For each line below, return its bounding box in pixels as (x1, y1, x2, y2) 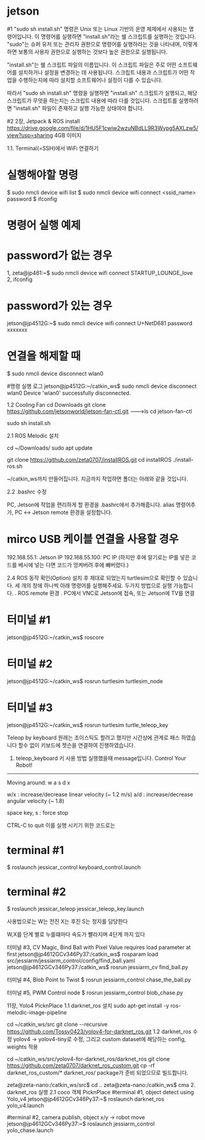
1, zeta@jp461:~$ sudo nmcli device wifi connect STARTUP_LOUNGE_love (7, 270, 193, 276)
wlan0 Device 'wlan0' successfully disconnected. (7, 389, 131, 396)
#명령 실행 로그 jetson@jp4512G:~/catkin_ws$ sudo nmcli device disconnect (7, 382, 197, 390)
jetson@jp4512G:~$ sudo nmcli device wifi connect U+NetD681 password (7, 319, 192, 327)
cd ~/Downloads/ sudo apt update (7, 444, 93, 451)
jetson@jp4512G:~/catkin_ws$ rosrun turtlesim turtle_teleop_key (7, 721, 169, 728)
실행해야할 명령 (7, 168, 78, 182)
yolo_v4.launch (7, 1102, 44, 1109)
